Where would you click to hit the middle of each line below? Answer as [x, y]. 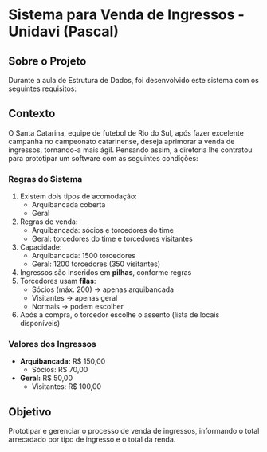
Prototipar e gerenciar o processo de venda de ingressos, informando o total [134, 431]
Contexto [32, 114]
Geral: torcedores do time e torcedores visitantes [112, 239]
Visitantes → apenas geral [75, 298]
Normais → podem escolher [78, 307]
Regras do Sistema [45, 179]
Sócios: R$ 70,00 [60, 370]
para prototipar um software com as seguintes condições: [103, 158]
